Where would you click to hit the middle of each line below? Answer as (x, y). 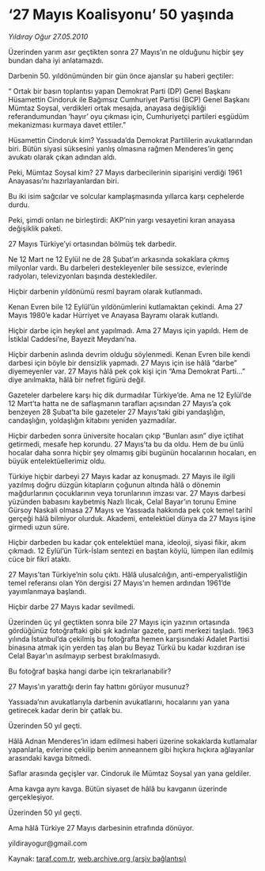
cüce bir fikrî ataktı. (40, 559)
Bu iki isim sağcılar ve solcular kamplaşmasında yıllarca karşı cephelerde (126, 196)
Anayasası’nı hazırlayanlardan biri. (64, 181)
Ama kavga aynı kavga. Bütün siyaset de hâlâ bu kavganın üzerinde (118, 789)
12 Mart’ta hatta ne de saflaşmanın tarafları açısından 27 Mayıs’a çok (120, 403)
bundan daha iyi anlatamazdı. (56, 60)
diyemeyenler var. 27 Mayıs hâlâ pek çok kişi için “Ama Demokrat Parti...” (127, 371)
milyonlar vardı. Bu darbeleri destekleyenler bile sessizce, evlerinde (118, 267)
